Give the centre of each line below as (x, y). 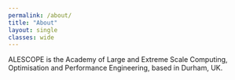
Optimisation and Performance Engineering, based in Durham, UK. (116, 68)
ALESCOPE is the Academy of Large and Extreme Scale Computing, (118, 60)
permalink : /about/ (40, 15)
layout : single (33, 30)
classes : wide (31, 37)
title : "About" (33, 23)
